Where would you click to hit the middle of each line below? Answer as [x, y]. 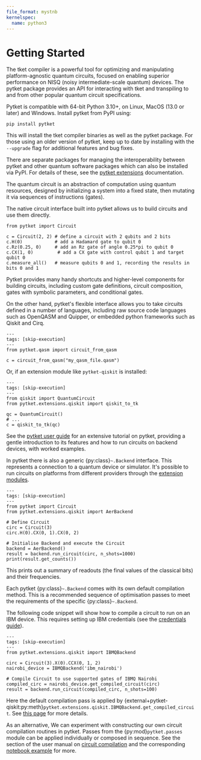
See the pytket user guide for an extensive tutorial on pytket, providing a [96, 436]
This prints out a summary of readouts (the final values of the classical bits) [100, 570]
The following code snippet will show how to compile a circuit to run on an [98, 613]
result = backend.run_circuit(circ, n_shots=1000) [71, 554]
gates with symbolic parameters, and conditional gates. [75, 292]
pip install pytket [31, 124]
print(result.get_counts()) [42, 559]
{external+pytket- [146, 701]
